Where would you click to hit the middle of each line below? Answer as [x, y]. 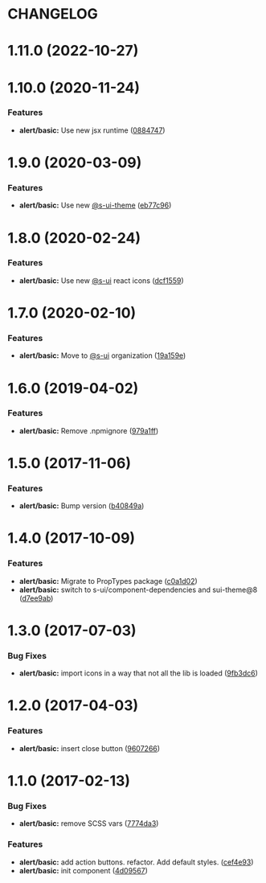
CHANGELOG [53, 14]
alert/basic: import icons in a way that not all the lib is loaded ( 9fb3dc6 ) [139, 673]
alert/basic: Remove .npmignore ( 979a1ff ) [89, 430]
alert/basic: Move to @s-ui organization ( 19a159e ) [102, 355]
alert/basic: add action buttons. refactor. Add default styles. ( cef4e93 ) [136, 862]
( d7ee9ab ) [36, 598]
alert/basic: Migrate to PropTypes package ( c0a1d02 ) [108, 581]
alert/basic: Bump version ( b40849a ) [82, 506]
